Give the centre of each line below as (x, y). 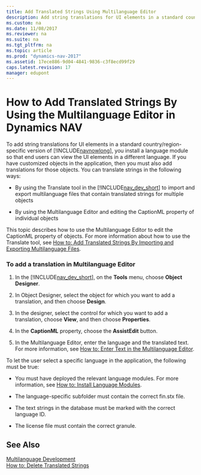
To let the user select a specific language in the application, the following (96, 361)
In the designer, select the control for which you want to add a (91, 313)
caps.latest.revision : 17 (38, 67)
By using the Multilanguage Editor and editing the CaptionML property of (104, 212)
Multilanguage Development (41, 459)
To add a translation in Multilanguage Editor (71, 265)
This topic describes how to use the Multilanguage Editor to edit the (90, 230)
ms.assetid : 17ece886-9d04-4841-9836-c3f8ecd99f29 (71, 62)
